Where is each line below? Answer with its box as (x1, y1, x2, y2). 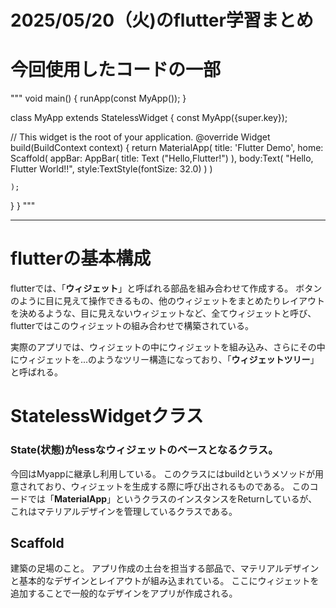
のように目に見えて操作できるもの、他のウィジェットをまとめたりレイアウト (10, 295, 326, 307)
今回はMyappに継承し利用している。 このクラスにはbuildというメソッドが (10, 467, 315, 480)
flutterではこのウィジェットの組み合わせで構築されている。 (10, 320, 254, 332)
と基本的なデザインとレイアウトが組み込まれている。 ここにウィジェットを (10, 575, 320, 587)
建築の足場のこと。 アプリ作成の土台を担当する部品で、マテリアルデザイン (10, 562, 320, 575)
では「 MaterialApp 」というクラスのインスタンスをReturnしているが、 (27, 492, 318, 505)
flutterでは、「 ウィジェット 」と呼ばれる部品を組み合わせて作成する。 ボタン (10, 282, 323, 295)
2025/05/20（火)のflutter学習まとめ (10, 9, 314, 32)
